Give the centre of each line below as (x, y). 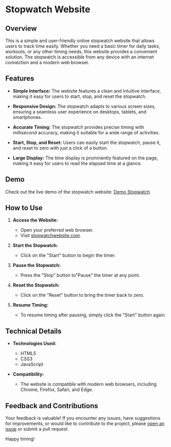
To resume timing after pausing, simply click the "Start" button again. (93, 315)
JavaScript (32, 364)
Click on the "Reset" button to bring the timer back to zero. (82, 295)
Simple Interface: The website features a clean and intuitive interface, (87, 91)
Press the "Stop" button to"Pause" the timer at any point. (80, 275)
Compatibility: (28, 374)
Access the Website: (35, 220)
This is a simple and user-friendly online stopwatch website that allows (80, 40)
